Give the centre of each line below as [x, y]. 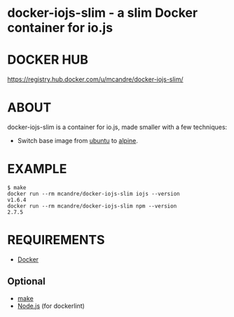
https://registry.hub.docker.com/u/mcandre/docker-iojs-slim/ [95, 79]
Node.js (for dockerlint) [51, 306]
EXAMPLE [37, 169]
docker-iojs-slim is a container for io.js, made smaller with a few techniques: [117, 127]
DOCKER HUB [48, 60]
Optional [26, 282]
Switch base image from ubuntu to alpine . [78, 141]
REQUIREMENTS [56, 240]
